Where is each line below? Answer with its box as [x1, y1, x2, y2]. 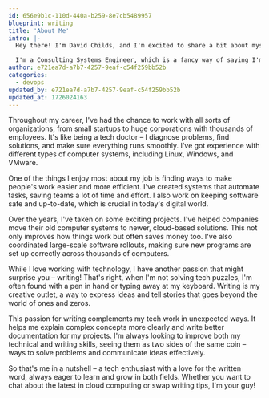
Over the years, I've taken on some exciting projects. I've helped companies [8, 214, 259, 225]
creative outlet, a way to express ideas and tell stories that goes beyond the [8, 290, 258, 299]
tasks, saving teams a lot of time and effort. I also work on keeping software [8, 190, 259, 201]
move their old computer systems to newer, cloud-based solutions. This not [8, 223, 258, 233]
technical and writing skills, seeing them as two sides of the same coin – [8, 339, 247, 349]
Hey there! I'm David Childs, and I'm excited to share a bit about [15, 42, 249, 50]
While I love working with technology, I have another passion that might [8, 264, 244, 274]
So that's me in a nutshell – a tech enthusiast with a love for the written [8, 363, 242, 373]
